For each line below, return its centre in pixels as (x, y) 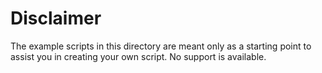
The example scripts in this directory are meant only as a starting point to (161, 46)
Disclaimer (56, 18)
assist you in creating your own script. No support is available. (138, 56)
